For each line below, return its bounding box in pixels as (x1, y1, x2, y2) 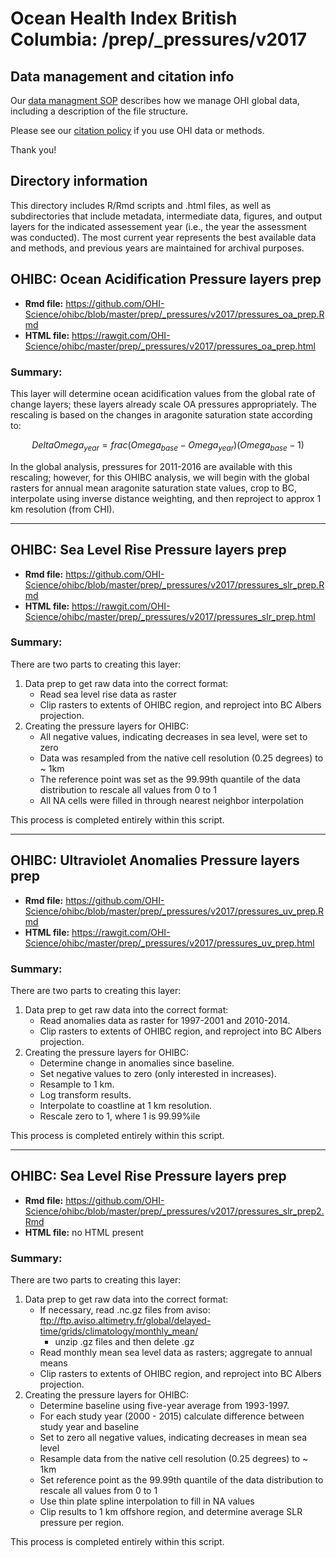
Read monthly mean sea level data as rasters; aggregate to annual (39, 1347, 313, 1359)
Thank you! (10, 144, 57, 156)
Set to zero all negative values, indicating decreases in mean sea (39, 1432, 308, 1444)
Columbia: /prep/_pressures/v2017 (10, 28, 308, 51)
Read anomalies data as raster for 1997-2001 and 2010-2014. (39, 1014, 291, 1026)
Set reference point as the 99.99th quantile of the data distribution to (39, 1474, 324, 1486)
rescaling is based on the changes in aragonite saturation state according (10, 408, 313, 421)
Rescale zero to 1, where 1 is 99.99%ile (39, 1110, 201, 1122)
